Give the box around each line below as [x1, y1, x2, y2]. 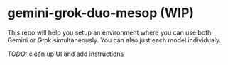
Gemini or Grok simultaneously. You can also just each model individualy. [7, 35, 222, 44]
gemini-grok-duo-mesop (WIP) [7, 5, 194, 21]
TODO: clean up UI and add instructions [7, 49, 124, 58]
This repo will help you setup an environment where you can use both [7, 28, 212, 37]
